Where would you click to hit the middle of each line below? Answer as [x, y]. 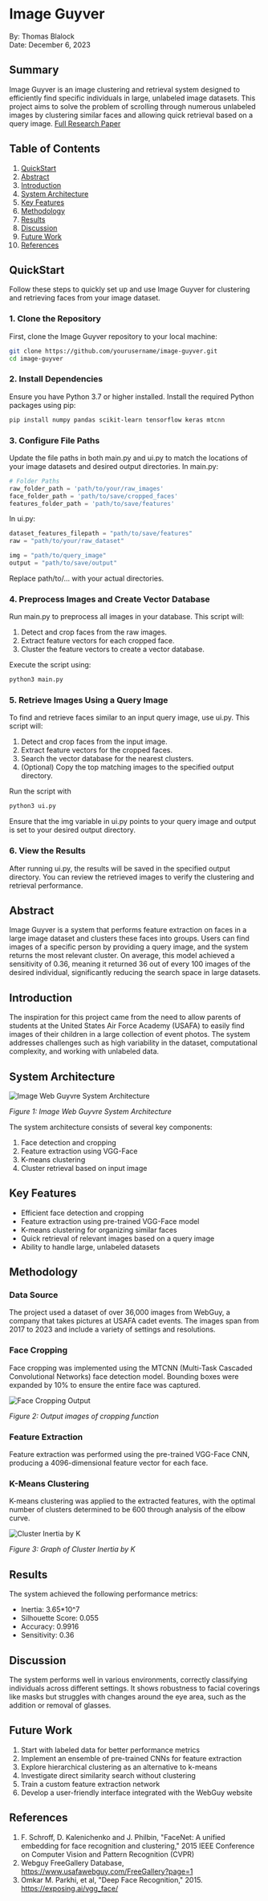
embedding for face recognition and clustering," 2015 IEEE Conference [138, 1846]
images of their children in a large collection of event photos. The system [130, 1034]
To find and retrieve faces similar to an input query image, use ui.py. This [130, 718]
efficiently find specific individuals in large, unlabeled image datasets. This [132, 98]
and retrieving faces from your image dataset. [85, 298]
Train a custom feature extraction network [90, 1784]
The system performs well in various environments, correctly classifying [128, 1679]
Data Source [34, 1295]
